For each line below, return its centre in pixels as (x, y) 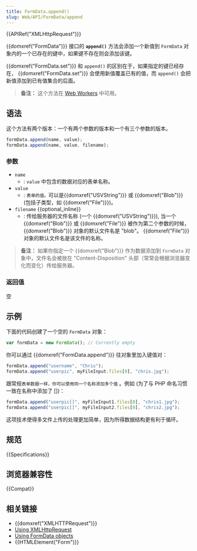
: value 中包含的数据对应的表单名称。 (68, 182)
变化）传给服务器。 (54, 265)
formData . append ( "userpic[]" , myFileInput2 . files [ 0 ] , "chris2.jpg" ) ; (93, 407)
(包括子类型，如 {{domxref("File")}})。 (70, 203)
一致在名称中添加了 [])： (36, 391)
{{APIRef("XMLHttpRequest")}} (44, 34)
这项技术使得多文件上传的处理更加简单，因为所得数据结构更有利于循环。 (94, 419)
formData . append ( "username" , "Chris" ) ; (55, 366)
